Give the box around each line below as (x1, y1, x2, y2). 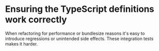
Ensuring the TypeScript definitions (5, 3, 155, 15)
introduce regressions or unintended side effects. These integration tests (5, 36, 154, 42)
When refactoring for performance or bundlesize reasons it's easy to (5, 30, 145, 36)
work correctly (5, 14, 67, 25)
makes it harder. (5, 41, 38, 47)
